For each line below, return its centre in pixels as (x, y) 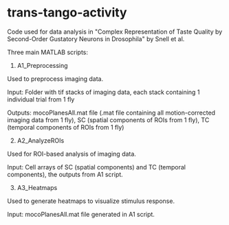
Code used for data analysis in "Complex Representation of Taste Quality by (115, 32)
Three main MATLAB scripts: (47, 52)
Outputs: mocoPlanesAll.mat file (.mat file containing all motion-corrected (111, 113)
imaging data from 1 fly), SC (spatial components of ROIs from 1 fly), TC (108, 120)
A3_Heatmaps (37, 187)
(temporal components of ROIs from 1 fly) (66, 127)
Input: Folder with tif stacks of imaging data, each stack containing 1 (103, 92)
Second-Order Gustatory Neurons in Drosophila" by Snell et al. (96, 38)
